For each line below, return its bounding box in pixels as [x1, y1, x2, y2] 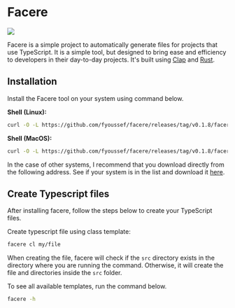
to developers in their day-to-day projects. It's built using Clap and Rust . [7, 55, 215, 64]
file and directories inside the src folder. [7, 269, 122, 277]
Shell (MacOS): [7, 134, 52, 142]
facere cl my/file [7, 241, 61, 248]
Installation [7, 76, 57, 87]
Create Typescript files [7, 188, 110, 199]
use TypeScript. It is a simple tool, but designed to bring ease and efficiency [7, 48, 227, 56]
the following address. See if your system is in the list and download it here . [7, 167, 225, 176]
